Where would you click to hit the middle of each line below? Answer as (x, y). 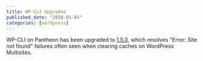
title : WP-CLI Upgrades (36, 12)
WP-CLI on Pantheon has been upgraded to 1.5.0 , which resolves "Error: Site (102, 40)
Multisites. (19, 53)
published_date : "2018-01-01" (45, 17)
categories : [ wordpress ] (38, 23)
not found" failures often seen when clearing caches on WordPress (90, 46)
